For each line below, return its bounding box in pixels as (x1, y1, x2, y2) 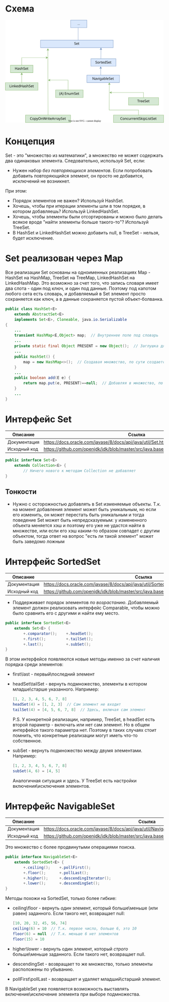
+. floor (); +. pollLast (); (23, 870, 89, 875)
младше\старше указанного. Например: (12, 686, 99, 692)
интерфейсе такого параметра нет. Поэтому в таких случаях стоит (12, 727, 157, 733)
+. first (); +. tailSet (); (23, 636, 94, 641)
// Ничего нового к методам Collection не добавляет (23, 468, 136, 473)
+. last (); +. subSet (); (23, 642, 92, 647)
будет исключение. (12, 235, 54, 241)
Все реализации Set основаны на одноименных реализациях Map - (5, 270, 151, 276)
